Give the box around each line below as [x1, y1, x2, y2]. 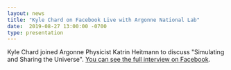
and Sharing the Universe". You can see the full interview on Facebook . [7, 56, 211, 64]
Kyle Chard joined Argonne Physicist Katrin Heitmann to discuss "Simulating [7, 48, 225, 56]
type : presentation [7, 29, 64, 36]
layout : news [7, 10, 45, 17]
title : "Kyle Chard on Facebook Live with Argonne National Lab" [7, 16, 200, 23]
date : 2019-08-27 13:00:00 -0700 [7, 23, 108, 30]
